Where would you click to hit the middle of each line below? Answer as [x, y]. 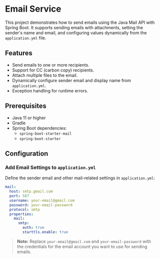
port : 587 [19, 196]
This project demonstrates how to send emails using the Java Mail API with [80, 22]
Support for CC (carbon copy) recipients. [53, 70]
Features [19, 53]
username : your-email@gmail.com [42, 200]
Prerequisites [26, 106]
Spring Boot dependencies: [39, 128]
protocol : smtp [25, 209]
